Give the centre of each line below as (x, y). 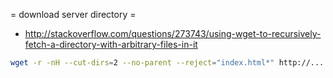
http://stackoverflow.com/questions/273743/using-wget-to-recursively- (173, 33)
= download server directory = (73, 14)
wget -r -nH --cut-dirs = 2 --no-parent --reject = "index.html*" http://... (167, 63)
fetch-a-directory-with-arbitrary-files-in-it (111, 44)
